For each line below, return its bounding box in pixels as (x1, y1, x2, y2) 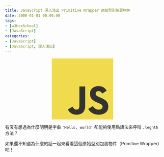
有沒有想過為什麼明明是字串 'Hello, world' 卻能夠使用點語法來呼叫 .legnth (5, 124, 159, 130)
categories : (5, 34, 29, 39)
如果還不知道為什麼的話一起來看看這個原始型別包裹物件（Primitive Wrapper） (5, 140, 160, 146)
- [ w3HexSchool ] (5, 23, 38, 28)
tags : (5, 18, 16, 23)
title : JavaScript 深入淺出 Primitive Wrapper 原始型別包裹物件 (5, 8, 131, 13)
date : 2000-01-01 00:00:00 (5, 13, 60, 18)
